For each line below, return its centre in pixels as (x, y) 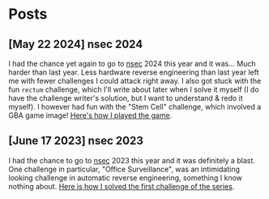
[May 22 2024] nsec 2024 (76, 44)
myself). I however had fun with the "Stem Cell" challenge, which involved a (135, 107)
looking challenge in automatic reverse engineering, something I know (126, 177)
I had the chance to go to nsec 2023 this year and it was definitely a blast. (132, 160)
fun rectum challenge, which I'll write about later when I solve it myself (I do (134, 89)
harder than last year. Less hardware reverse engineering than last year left (134, 72)
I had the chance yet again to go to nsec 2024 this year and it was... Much (132, 63)
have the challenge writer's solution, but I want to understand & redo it (126, 98)
